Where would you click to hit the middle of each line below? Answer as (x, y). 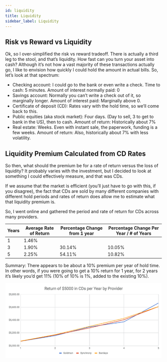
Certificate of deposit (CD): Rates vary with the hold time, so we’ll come (85, 106)
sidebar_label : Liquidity (32, 21)
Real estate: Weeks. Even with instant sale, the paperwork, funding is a (85, 127)
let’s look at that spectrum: (32, 75)
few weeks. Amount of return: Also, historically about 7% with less (80, 133)
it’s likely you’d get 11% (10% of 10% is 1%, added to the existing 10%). (77, 276)
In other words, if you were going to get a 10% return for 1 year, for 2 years (82, 271)
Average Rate (40, 228)
